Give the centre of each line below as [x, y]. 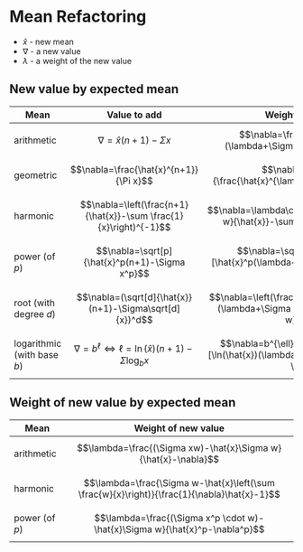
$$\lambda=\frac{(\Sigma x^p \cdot [170, 518]
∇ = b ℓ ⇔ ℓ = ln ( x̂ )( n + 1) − [133, 348]
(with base [36, 354]
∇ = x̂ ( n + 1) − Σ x [134, 140]
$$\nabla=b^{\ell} [257, 343]
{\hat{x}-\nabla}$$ [179, 459]
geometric [36, 175]
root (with [35, 303]
